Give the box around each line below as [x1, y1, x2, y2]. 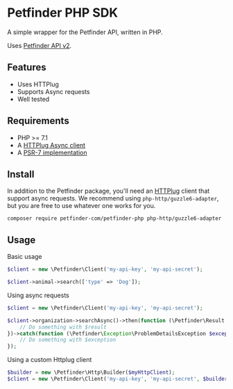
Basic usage [7, 253, 43, 261]
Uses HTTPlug [17, 80, 59, 88]
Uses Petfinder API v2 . [7, 41, 72, 49]
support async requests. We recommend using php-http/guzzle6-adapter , [7, 194, 219, 203]
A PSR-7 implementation [17, 148, 87, 157]
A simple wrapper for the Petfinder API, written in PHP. [7, 28, 163, 36]
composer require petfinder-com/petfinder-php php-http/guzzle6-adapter [7, 215, 222, 222]
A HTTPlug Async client [17, 141, 85, 149]
